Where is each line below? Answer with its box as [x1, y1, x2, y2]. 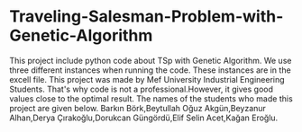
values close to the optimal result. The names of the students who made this [9, 92, 293, 104]
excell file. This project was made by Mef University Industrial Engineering [9, 74, 286, 84]
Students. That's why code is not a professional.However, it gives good [9, 84, 273, 94]
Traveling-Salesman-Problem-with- [9, 6, 284, 27]
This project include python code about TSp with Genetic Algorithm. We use [9, 55, 292, 66]
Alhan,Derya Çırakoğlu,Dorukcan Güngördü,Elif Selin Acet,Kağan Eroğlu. [9, 112, 279, 123]
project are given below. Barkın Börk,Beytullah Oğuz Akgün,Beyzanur [9, 102, 266, 113]
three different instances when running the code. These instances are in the [9, 65, 291, 75]
